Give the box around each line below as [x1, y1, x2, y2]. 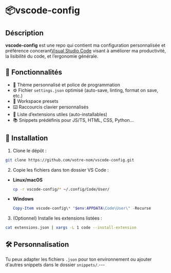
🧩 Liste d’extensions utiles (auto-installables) [12, 111, 108, 117]
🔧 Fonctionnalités [5, 68, 63, 77]
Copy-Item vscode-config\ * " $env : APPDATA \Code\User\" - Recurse [12, 206, 151, 211]
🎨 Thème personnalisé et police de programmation [12, 81, 121, 88]
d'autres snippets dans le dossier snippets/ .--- [5, 261, 105, 268]
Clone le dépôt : [12, 148, 47, 154]
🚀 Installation [5, 134, 48, 142]
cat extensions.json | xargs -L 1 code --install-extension [5, 225, 137, 230]
